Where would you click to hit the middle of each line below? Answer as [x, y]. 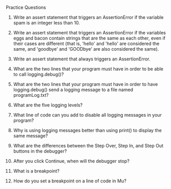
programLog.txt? [31, 95]
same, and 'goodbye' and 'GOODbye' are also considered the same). [86, 49]
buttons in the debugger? [40, 151]
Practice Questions [26, 7]
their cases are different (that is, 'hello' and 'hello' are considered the [86, 44]
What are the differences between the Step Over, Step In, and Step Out [88, 146]
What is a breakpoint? [36, 171]
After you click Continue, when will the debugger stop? [71, 161]
